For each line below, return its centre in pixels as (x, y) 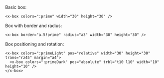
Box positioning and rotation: (35, 44)
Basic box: (16, 7)
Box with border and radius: (34, 25)
